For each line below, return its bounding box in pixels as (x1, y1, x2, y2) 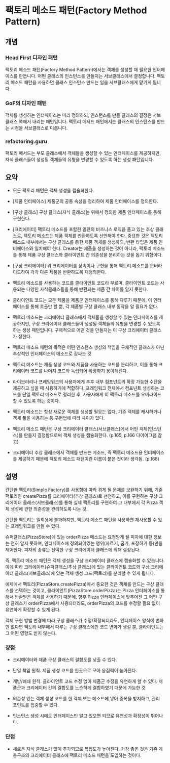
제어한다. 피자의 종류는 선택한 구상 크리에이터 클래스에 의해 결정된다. (5, 547, 141, 553)
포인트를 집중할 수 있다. (12, 702, 59, 708)
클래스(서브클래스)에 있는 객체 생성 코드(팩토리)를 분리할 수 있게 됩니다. (14, 570, 156, 576)
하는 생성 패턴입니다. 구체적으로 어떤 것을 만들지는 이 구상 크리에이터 (12, 327, 148, 333)
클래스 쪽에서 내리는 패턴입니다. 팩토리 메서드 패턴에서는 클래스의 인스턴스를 (5, 118, 156, 125)
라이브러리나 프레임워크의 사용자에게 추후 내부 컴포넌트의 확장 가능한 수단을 (12, 378, 162, 385)
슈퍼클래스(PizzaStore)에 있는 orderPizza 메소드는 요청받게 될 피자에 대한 (5, 534, 153, 540)
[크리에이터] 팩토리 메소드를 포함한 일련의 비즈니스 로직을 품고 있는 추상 (12, 226, 154, 233)
